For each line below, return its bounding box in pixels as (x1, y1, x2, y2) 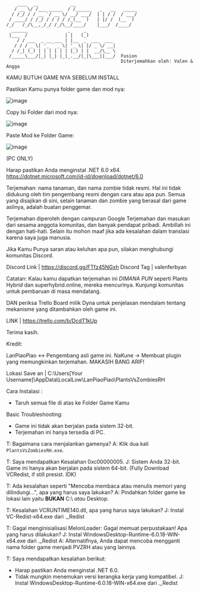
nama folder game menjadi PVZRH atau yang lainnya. (6, 544, 137, 550)
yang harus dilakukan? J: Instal (6, 531, 82, 538)
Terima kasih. (6, 329, 39, 335)
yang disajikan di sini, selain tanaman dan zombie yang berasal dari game (6, 197, 186, 204)
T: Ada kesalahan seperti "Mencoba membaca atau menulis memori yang (6, 482, 186, 489)
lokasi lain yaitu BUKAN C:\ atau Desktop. (6, 495, 109, 502)
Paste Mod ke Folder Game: (6, 132, 74, 138)
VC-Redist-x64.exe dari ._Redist (6, 513, 85, 520)
